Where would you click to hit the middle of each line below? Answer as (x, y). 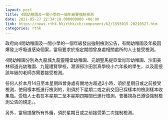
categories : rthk (23, 28)
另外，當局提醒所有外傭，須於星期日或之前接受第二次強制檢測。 (71, 112)
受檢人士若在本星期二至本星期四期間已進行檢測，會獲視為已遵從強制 (88, 96)
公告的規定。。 (24, 102)
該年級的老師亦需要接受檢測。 (36, 72)
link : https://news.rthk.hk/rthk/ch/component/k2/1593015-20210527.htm (81, 24)
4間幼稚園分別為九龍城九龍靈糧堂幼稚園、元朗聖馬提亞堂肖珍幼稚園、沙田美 (83, 60)
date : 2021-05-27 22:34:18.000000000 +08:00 (52, 19)
